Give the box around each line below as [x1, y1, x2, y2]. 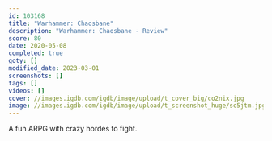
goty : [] [8, 57, 38, 65]
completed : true [8, 49, 63, 57]
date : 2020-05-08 [8, 42, 67, 50]
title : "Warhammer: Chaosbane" [8, 19, 114, 27]
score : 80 [8, 34, 42, 43]
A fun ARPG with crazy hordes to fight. [8, 124, 138, 134]
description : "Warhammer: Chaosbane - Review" [8, 27, 168, 35]
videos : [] [8, 86, 45, 95]
